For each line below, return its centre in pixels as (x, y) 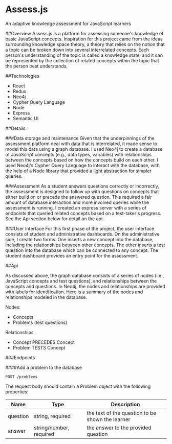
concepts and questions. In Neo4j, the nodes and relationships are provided (85, 286)
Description (125, 404)
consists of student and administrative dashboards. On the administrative (82, 234)
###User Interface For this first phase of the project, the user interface (80, 228)
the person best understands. (37, 66)
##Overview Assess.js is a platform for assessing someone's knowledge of (84, 33)
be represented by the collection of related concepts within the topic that (82, 60)
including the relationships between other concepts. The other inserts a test (85, 245)
